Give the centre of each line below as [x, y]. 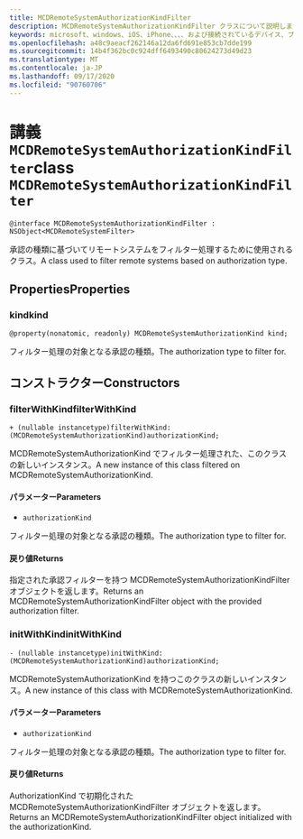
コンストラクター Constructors [95, 383]
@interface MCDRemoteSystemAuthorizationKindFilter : [113, 223]
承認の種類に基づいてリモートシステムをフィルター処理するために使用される [151, 249]
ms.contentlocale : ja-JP [56, 69]
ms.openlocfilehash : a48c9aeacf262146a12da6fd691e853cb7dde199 [131, 43]
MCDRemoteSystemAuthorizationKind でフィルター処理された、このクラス [148, 453]
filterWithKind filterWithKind [73, 409]
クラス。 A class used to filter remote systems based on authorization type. [148, 260]
